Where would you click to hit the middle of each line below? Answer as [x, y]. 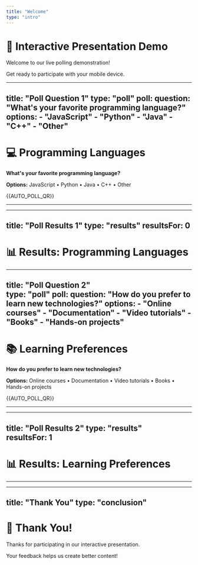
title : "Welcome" [27, 12]
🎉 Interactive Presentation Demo [87, 46]
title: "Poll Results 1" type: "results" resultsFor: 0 [98, 226]
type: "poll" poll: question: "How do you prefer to [98, 294]
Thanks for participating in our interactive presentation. [73, 544]
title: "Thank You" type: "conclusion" [77, 503]
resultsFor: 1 [29, 438]
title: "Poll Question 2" [48, 285]
